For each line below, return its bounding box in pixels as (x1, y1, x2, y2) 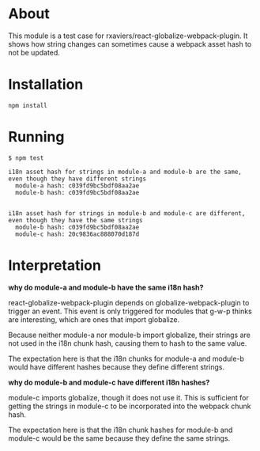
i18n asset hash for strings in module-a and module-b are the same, (8, 168, 243, 176)
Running (8, 128, 65, 146)
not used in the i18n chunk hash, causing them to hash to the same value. (8, 338, 247, 348)
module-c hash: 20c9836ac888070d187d (15, 230, 140, 238)
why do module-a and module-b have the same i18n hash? (8, 282, 204, 292)
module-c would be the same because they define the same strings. (8, 433, 231, 443)
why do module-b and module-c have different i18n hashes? (8, 377, 210, 387)
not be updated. (8, 47, 61, 57)
